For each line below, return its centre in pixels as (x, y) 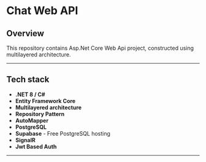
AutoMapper (32, 120)
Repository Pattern (40, 114)
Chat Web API (42, 11)
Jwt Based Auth (36, 146)
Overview (25, 33)
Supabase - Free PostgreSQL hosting (63, 133)
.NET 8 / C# (30, 94)
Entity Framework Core (45, 101)
